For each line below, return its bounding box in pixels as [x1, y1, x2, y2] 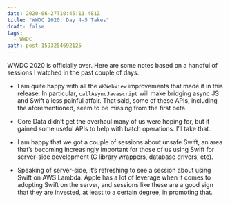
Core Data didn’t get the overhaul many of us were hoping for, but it [17, 117, 210, 125]
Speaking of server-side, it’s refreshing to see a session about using [17, 166, 211, 174]
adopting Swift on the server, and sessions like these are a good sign [17, 181, 214, 188]
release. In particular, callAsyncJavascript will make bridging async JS [17, 89, 220, 97]
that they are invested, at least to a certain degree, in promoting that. [17, 188, 213, 196]
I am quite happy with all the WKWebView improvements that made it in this [17, 82, 223, 90]
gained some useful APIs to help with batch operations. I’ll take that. [17, 125, 211, 133]
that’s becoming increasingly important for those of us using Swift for [17, 146, 215, 153]
